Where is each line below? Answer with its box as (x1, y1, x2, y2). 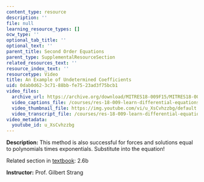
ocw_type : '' (6, 32, 39, 38)
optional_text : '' (6, 43, 53, 49)
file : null (6, 20, 34, 26)
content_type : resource (6, 9, 67, 15)
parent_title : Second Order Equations (6, 49, 104, 55)
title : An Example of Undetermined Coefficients (6, 77, 132, 83)
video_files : (6, 88, 39, 94)
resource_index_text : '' (6, 65, 69, 72)
